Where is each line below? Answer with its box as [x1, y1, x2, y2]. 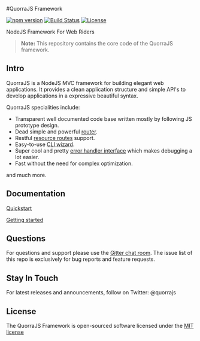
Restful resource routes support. [14, 134, 95, 141]
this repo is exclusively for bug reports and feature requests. [6, 255, 156, 263]
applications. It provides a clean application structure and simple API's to [6, 86, 186, 93]
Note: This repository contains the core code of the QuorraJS [20, 40, 174, 47]
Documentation [6, 188, 66, 199]
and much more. [6, 171, 47, 178]
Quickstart [6, 205, 32, 212]
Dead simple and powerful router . [14, 128, 98, 135]
